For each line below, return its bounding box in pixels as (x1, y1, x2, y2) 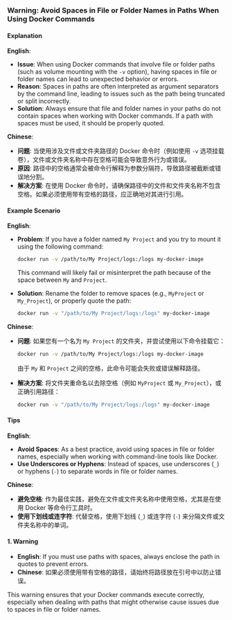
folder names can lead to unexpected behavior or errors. (17, 75, 179, 83)
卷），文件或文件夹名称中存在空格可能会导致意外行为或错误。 (17, 155, 190, 164)
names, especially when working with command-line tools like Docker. (17, 452, 218, 461)
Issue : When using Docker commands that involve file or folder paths (17, 60, 215, 69)
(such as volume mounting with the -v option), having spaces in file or (17, 68, 217, 76)
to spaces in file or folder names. (7, 605, 101, 614)
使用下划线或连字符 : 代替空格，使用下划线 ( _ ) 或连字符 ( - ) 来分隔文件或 (17, 512, 220, 521)
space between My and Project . (17, 276, 107, 284)
